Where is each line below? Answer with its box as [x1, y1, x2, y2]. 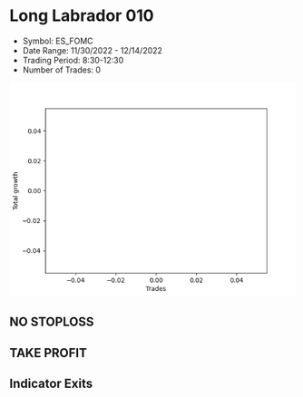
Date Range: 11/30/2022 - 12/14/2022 [22, 44, 163, 55]
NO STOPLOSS [9, 315, 94, 330]
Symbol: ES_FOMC [22, 35, 93, 46]
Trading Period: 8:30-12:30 [22, 54, 124, 65]
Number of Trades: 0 [22, 64, 102, 75]
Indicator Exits [9, 376, 93, 392]
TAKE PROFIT [9, 345, 88, 361]
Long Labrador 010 [9, 5, 154, 26]
